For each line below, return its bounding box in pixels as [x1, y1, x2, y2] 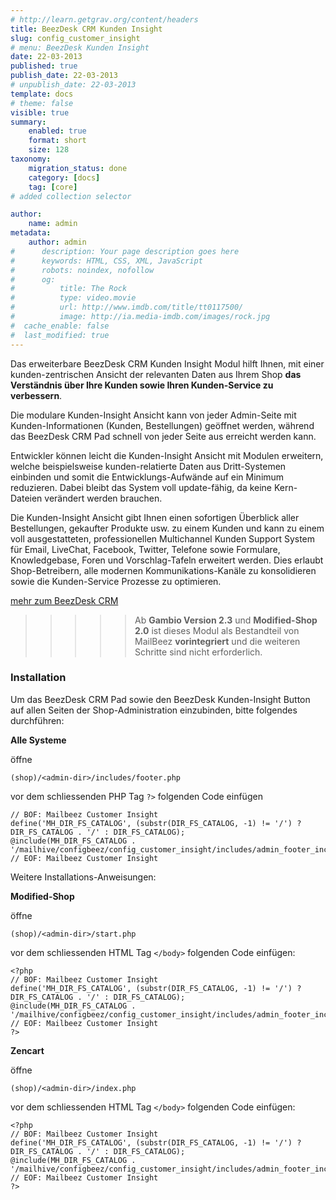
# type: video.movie [10, 293, 137, 303]
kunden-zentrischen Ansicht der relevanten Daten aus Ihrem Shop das [10, 368, 302, 380]
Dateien [10, 492, 43, 504]
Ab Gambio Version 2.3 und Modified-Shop [134, 614, 318, 626]
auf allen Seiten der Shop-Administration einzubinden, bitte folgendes [10, 704, 298, 716]
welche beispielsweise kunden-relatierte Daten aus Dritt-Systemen [10, 460, 287, 472]
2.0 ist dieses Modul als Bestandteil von [134, 624, 300, 636]
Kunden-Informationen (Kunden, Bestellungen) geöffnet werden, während [10, 419, 315, 431]
